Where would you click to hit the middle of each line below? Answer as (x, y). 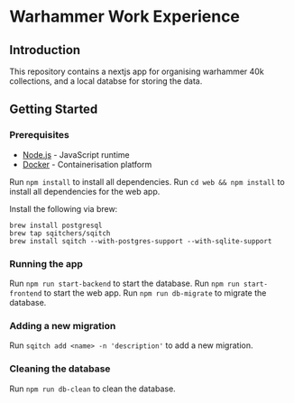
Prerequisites (39, 135)
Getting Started (54, 110)
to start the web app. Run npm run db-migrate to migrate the (155, 293)
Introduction (45, 50)
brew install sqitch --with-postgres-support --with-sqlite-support (141, 241)
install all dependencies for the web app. (85, 191)
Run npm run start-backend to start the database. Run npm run (125, 283)
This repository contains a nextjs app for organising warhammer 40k (137, 71)
